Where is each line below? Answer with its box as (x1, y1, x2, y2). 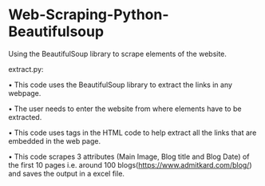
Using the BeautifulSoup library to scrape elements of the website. (8, 49, 227, 58)
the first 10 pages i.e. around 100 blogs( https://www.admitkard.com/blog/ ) (8, 160, 253, 169)
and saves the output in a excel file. (8, 168, 125, 178)
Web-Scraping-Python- (8, 6, 169, 24)
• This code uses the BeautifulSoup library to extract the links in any (8, 80, 233, 89)
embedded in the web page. (8, 136, 101, 145)
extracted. (8, 112, 42, 121)
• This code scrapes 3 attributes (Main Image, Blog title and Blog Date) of (8, 152, 250, 161)
